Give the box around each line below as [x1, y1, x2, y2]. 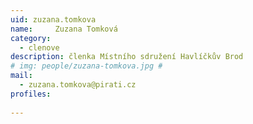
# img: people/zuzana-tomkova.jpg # [10, 61, 163, 71]
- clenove [19, 42, 60, 53]
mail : [10, 71, 33, 81]
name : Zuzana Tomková [10, 24, 118, 34]
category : [10, 33, 52, 43]
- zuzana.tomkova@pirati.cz [19, 80, 137, 90]
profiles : [10, 89, 52, 99]
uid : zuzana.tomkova [10, 14, 97, 25]
